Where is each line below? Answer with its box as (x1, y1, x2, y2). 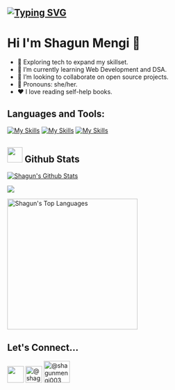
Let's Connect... (7, 342, 78, 354)
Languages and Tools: (7, 107, 106, 119)
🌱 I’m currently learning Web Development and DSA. (17, 66, 167, 74)
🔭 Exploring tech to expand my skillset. (17, 58, 128, 66)
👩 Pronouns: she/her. (17, 80, 78, 89)
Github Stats (24, 153, 80, 165)
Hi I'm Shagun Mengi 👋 (7, 35, 141, 51)
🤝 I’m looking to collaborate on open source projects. (17, 73, 169, 81)
